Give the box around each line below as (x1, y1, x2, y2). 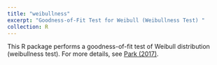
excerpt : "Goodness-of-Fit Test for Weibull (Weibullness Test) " (7, 17, 205, 24)
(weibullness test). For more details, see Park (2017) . (7, 50, 159, 58)
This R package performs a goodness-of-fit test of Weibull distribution (7, 43, 210, 51)
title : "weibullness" (7, 10, 71, 17)
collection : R (7, 23, 49, 30)
